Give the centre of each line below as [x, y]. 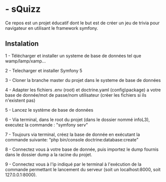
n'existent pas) [20, 100]
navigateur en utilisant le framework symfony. [52, 28]
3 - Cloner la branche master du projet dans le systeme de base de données [83, 80]
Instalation [22, 44]
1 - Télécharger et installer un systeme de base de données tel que [73, 56]
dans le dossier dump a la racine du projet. [49, 154]
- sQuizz [23, 9]
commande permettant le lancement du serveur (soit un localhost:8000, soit [83, 169]
